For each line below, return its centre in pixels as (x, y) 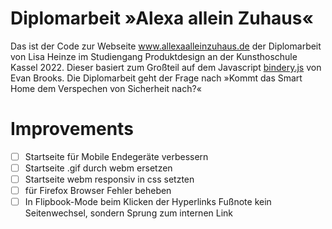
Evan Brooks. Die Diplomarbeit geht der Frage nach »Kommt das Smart (156, 78)
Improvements (72, 129)
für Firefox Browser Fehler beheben (98, 191)
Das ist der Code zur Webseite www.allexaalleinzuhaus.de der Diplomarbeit (166, 46)
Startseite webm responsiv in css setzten (109, 179)
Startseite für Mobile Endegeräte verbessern (116, 156)
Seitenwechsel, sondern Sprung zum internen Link (129, 213)
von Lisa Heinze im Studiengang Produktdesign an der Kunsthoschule (154, 56)
